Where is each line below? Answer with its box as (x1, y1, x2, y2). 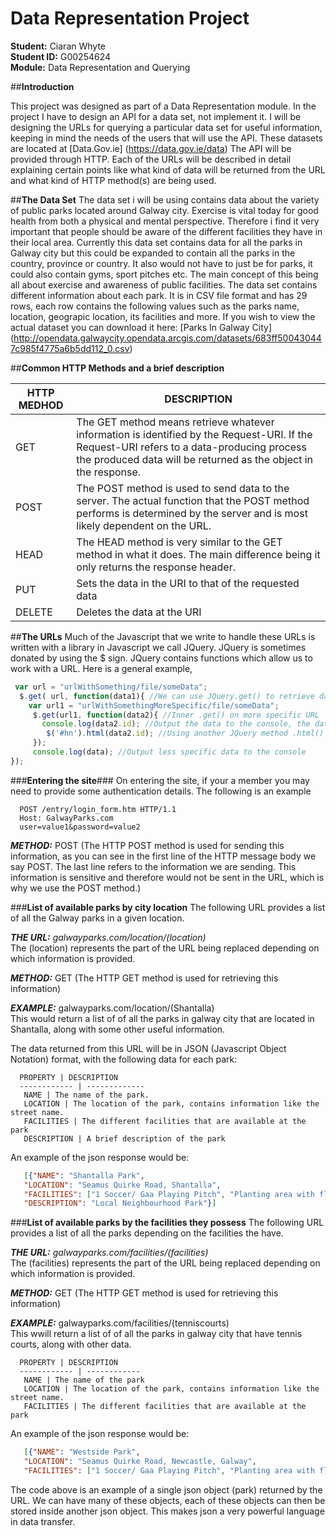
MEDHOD (18, 398, 64, 412)
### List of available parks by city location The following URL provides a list (10, 901, 326, 913)
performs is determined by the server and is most (76, 506, 308, 520)
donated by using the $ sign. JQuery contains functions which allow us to (10, 652, 313, 664)
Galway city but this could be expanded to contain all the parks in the (10, 247, 296, 259)
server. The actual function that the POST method (76, 493, 310, 507)
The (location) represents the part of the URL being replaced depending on (10, 942, 320, 954)
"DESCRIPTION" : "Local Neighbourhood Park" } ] (23, 1198, 217, 1209)
